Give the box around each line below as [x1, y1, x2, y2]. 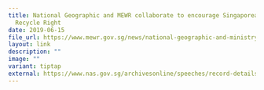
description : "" [8, 48, 61, 56]
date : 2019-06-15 [8, 26, 65, 34]
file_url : [8, 33, 41, 41]
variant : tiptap [8, 63, 61, 70]
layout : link [8, 41, 51, 49]
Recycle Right [15, 19, 61, 27]
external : [8, 70, 41, 77]
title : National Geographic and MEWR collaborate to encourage [8, 11, 220, 20]
